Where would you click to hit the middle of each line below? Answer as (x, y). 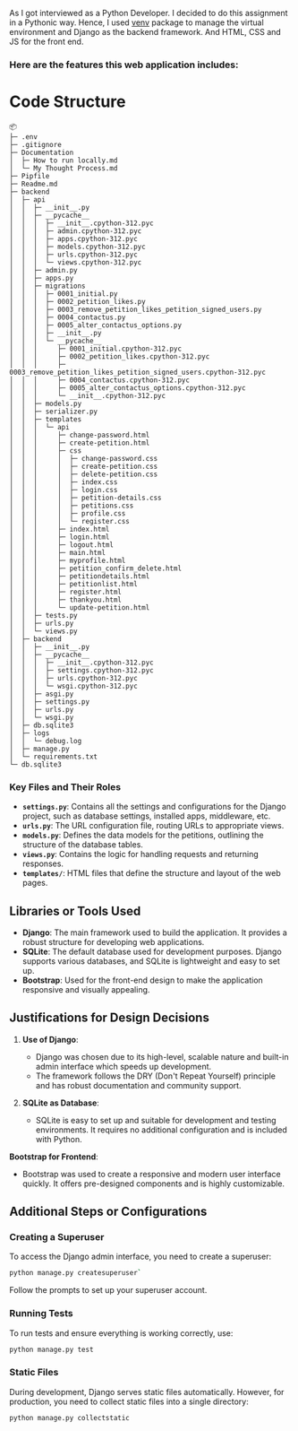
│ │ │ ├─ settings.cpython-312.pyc (81, 670)
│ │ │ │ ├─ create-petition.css (84, 466)
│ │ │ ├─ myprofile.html (68, 560)
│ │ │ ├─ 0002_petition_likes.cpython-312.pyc (110, 356)
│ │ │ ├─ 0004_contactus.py (68, 317)
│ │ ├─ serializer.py (54, 412)
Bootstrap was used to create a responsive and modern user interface (151, 1174)
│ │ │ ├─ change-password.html (80, 435)
